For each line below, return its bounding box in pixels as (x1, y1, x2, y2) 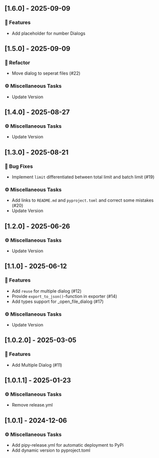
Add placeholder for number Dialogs (11, 30, 85, 36)
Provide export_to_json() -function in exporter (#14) (11, 293, 117, 299)
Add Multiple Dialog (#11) (11, 362, 62, 368)
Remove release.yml (11, 402, 53, 408)
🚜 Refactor (4, 59, 30, 66)
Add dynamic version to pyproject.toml (11, 447, 90, 454)
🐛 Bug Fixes (4, 162, 33, 169)
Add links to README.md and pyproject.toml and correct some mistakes (11, 197, 154, 203)
